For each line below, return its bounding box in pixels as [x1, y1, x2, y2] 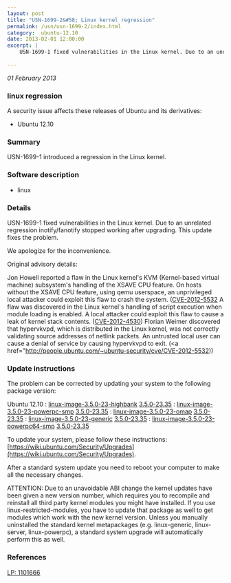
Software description [7, 170, 80, 180]
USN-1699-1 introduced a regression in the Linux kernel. [7, 153, 166, 161]
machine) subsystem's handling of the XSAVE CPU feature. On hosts [7, 280, 201, 289]
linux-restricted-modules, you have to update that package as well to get [7, 506, 213, 514]
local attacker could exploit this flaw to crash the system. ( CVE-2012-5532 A [7, 295, 224, 303]
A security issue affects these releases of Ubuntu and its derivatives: [7, 107, 202, 115]
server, [7, 528, 27, 536]
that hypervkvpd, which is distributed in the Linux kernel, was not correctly [7, 325, 219, 333]
